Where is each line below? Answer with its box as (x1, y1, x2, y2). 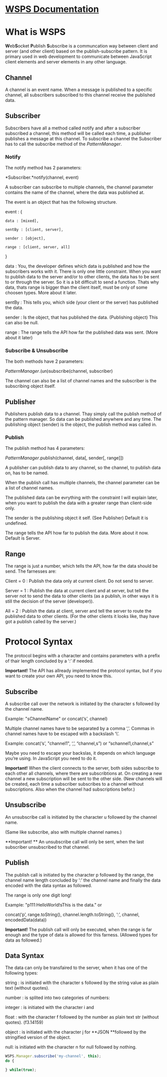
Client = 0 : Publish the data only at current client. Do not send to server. (5, 578, 154, 584)
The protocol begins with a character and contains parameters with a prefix (5, 653, 161, 659)
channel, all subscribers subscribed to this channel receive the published (5, 91, 156, 98)
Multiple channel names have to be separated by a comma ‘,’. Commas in (5, 726, 155, 732)
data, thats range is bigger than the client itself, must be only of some (5, 284, 148, 290)
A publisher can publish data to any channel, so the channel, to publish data (5, 465, 161, 471)
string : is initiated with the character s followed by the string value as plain (5, 980, 159, 986)
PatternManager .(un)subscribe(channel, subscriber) (5, 368, 113, 374)
